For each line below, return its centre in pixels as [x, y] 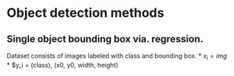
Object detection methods [85, 13]
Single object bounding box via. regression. [105, 39]
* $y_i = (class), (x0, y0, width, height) [63, 65]
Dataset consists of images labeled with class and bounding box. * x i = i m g [117, 56]
